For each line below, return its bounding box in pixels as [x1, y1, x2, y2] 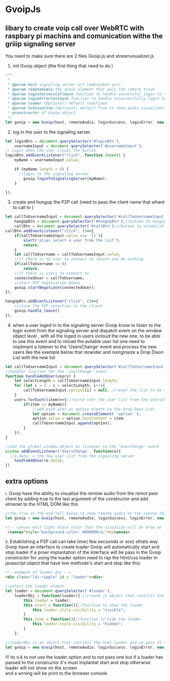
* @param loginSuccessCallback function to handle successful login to [7, 91, 162, 97]
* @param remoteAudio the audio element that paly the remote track [7, 87, 155, 92]
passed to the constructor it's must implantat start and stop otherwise [5, 659, 151, 665]
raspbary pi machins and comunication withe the [5, 31, 163, 40]
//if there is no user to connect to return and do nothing [14, 257, 144, 262]
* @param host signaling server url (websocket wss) [7, 82, 121, 87]
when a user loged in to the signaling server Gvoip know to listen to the [12, 322, 161, 328]
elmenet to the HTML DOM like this [5, 501, 78, 507]
